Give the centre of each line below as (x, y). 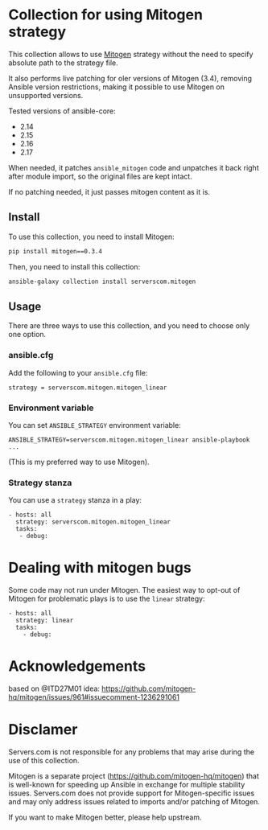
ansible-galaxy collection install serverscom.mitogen (102, 281)
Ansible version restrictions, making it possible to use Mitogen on (117, 87)
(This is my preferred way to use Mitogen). (79, 462)
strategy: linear (45, 621)
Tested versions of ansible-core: (62, 111)
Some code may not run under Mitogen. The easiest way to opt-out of (124, 590)
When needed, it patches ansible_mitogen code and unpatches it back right (134, 167)
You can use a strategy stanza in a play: (75, 500)
